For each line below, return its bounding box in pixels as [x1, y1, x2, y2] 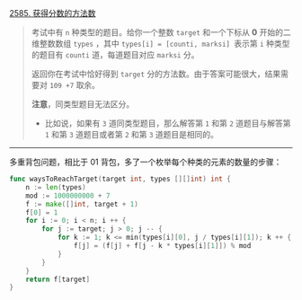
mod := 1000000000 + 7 [25, 191, 111, 200]
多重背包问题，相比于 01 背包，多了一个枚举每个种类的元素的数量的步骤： [9, 156, 282, 167]
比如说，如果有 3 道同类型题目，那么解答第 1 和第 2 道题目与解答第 [44, 118, 291, 128]
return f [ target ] [25, 275, 91, 284]
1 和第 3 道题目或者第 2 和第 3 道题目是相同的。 [44, 129, 218, 139]
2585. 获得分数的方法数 [9, 8, 96, 18]
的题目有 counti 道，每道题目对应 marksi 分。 [31, 49, 200, 60]
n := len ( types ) [25, 182, 87, 191]
